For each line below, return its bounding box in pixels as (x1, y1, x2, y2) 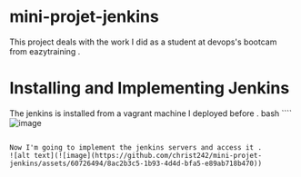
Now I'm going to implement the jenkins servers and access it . (9, 143, 262, 152)
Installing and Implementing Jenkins (9, 78, 290, 99)
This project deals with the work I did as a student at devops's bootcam (9, 36, 277, 47)
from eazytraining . (9, 45, 81, 56)
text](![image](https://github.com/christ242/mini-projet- (33, 151, 262, 160)
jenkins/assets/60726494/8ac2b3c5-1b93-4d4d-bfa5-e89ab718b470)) (9, 159, 262, 168)
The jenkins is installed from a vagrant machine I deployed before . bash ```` (9, 107, 293, 119)
